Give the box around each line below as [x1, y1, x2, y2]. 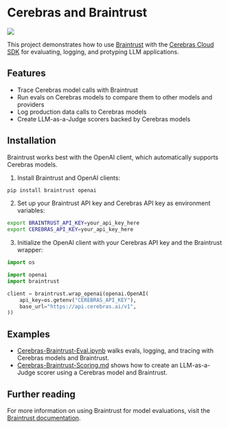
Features [7, 67, 46, 80]
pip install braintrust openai [7, 187, 97, 193]
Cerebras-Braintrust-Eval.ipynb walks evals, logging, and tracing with [16, 346, 214, 355]
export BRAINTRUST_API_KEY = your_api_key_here [7, 219, 139, 227]
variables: [16, 206, 45, 215]
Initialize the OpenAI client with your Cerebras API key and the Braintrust [16, 239, 222, 247]
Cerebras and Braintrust [7, 5, 148, 21]
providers [16, 100, 45, 108]
